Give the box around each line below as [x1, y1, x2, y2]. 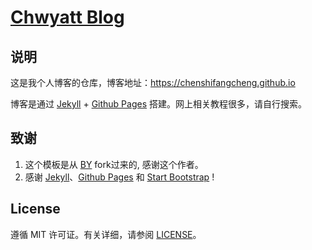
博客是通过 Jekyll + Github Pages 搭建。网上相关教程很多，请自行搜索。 [10, 98, 308, 110]
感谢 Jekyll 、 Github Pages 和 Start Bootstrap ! [24, 171, 215, 183]
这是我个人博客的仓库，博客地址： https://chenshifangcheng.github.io [10, 77, 296, 88]
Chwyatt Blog [10, 6, 125, 29]
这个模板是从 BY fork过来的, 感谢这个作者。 [24, 158, 204, 170]
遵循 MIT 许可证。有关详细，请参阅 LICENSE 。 [10, 228, 202, 240]
